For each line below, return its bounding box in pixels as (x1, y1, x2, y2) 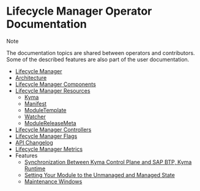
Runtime (24, 165, 46, 172)
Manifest (24, 99, 47, 107)
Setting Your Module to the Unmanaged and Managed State (24, 171, 176, 178)
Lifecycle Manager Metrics (15, 145, 83, 153)
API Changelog (15, 139, 53, 146)
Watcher (24, 113, 46, 120)
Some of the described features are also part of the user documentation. (6, 56, 190, 63)
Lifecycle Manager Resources (15, 87, 91, 94)
